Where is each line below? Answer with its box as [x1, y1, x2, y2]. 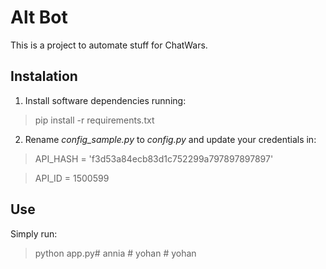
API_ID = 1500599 [34, 172, 110, 184]
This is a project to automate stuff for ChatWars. [10, 39, 208, 51]
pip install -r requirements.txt [34, 114, 155, 126]
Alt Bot [10, 6, 68, 29]
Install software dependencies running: [24, 94, 187, 106]
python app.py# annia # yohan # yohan [34, 247, 197, 259]
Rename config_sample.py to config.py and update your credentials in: [24, 133, 317, 145]
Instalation [10, 68, 78, 85]
